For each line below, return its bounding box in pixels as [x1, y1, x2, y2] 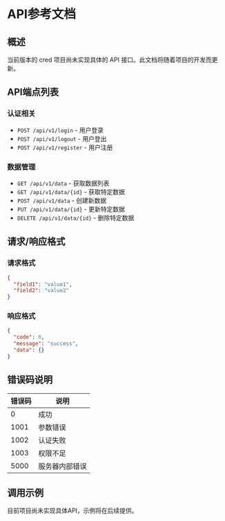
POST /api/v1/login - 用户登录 [17, 126, 104, 134]
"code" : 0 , [13, 334, 45, 341]
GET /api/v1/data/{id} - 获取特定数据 [17, 187, 126, 196]
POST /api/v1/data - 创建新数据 [17, 196, 107, 205]
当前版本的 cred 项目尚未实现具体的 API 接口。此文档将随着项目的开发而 [7, 56, 212, 64]
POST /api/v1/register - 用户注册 [17, 143, 113, 151]
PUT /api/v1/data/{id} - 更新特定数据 [17, 205, 126, 213]
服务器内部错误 [38, 461, 88, 471]
